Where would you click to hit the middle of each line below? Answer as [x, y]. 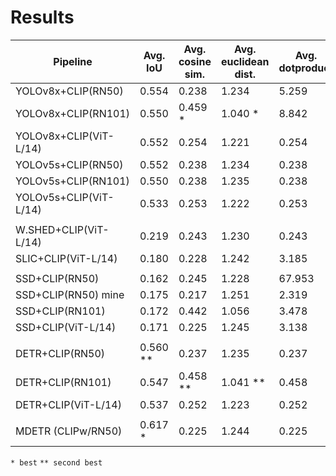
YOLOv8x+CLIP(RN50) [69, 91]
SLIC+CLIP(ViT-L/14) [66, 258]
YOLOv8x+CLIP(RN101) [73, 113]
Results [42, 17]
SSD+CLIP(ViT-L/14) [66, 327]
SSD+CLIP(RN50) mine [70, 294]
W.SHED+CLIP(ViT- [62, 229]
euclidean [245, 61]
